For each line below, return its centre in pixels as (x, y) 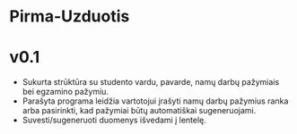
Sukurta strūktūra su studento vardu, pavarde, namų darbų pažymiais (151, 82)
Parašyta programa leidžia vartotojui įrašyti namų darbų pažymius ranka (155, 101)
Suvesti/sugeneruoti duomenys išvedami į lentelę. (114, 120)
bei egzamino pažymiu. (66, 92)
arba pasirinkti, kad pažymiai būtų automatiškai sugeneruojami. (139, 111)
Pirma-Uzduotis (70, 17)
